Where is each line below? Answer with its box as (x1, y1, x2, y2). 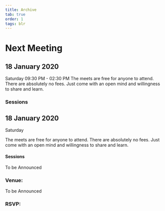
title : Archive (5, 7, 37, 12)
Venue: (5, 177, 23, 184)
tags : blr (5, 21, 26, 26)
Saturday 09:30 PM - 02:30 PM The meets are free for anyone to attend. (5, 76, 154, 82)
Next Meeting (5, 43, 63, 54)
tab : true (5, 12, 26, 17)
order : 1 (5, 16, 23, 21)
